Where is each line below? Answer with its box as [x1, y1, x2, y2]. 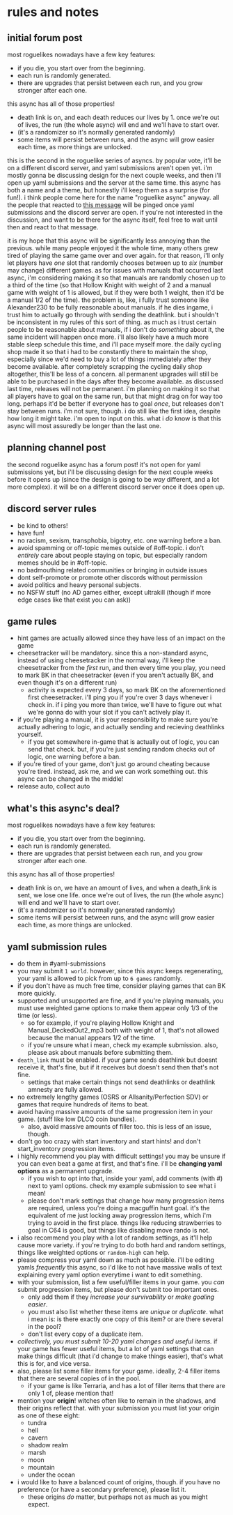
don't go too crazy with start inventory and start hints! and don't [17, 1137, 201, 1145]
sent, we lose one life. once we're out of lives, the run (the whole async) [17, 891, 224, 899]
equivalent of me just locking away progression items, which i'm [27, 1211, 212, 1220]
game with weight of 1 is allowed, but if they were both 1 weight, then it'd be [7, 289, 225, 296]
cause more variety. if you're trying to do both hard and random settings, [17, 1241, 227, 1249]
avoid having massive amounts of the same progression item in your [17, 1108, 214, 1116]
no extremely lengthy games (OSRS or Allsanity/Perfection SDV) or [17, 1093, 209, 1102]
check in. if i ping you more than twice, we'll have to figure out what [27, 701, 222, 709]
